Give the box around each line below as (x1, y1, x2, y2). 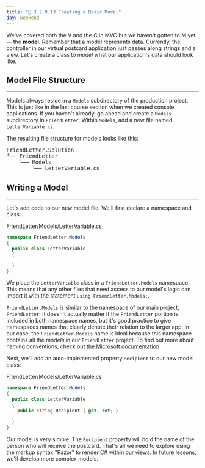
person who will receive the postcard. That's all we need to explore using (6, 442, 190, 449)
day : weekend (6, 15, 40, 21)
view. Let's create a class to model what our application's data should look (6, 51, 193, 58)
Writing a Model (6, 182, 68, 192)
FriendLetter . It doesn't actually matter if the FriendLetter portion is (6, 310, 179, 318)
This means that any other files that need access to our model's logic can (6, 285, 191, 293)
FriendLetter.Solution (6, 147, 74, 153)
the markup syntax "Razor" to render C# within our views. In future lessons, (6, 448, 196, 456)
